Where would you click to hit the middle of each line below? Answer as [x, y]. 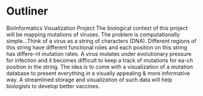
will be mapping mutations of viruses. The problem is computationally [93, 34]
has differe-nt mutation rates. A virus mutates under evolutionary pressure [99, 53]
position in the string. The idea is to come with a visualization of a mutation [100, 67]
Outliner [27, 11]
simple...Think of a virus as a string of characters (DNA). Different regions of [101, 41]
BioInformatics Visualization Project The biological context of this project [97, 28]
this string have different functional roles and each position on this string [97, 47]
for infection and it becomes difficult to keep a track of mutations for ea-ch [100, 60]
